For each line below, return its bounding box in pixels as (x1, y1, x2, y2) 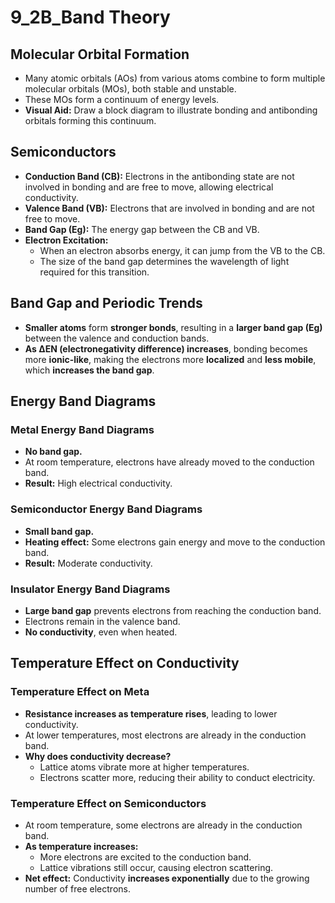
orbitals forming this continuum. (24, 115, 157, 126)
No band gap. (24, 446, 83, 458)
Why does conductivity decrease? (24, 750, 172, 762)
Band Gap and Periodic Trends (10, 295, 203, 312)
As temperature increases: (24, 840, 139, 852)
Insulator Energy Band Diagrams (10, 582, 171, 596)
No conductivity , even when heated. (24, 626, 178, 638)
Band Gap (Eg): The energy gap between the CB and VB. (24, 223, 260, 235)
